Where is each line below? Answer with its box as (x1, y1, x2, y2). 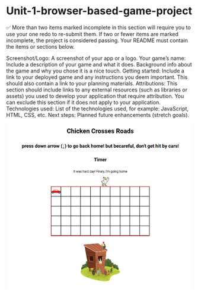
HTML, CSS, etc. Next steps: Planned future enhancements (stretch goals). (6, 111, 190, 118)
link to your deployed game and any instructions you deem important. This (6, 73, 188, 81)
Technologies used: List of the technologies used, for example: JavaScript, (6, 105, 189, 112)
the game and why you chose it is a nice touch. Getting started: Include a (6, 67, 185, 74)
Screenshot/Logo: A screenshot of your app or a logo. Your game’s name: (6, 55, 186, 62)
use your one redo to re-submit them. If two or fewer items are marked (6, 30, 179, 37)
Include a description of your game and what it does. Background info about (6, 61, 193, 68)
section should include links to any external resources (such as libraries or (6, 86, 188, 93)
